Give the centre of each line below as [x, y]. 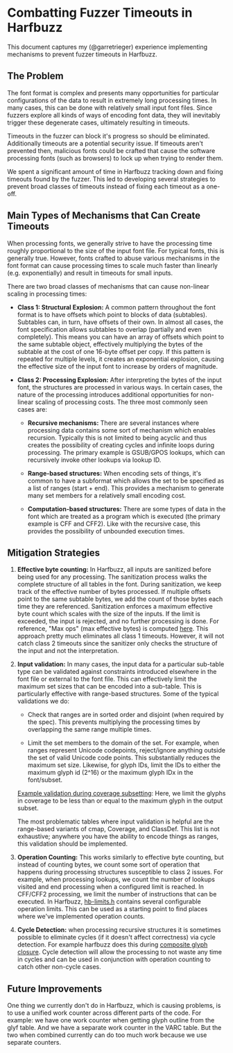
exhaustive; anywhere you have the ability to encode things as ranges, [118, 837]
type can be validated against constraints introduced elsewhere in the [117, 672]
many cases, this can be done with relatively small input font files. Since [110, 107]
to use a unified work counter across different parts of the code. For [104, 1013]
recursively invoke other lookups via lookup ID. [94, 460]
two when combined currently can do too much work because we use [107, 1035]
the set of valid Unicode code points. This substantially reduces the [124, 758]
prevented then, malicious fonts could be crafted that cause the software [111, 150]
